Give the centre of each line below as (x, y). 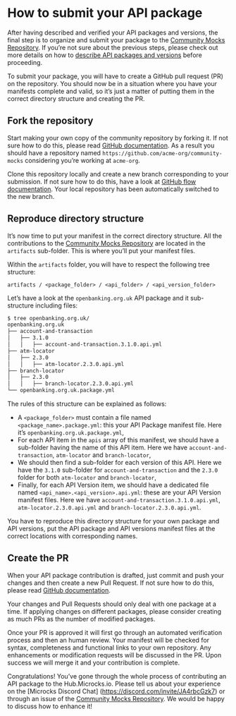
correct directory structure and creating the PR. (76, 98)
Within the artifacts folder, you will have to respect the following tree (108, 264)
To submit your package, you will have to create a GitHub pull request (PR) (116, 76)
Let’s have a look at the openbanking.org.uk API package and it (98, 298)
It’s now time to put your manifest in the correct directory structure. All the (115, 236)
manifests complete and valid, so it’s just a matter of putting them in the (111, 91)
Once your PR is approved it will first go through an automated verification (115, 632)
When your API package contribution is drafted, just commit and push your (116, 575)
